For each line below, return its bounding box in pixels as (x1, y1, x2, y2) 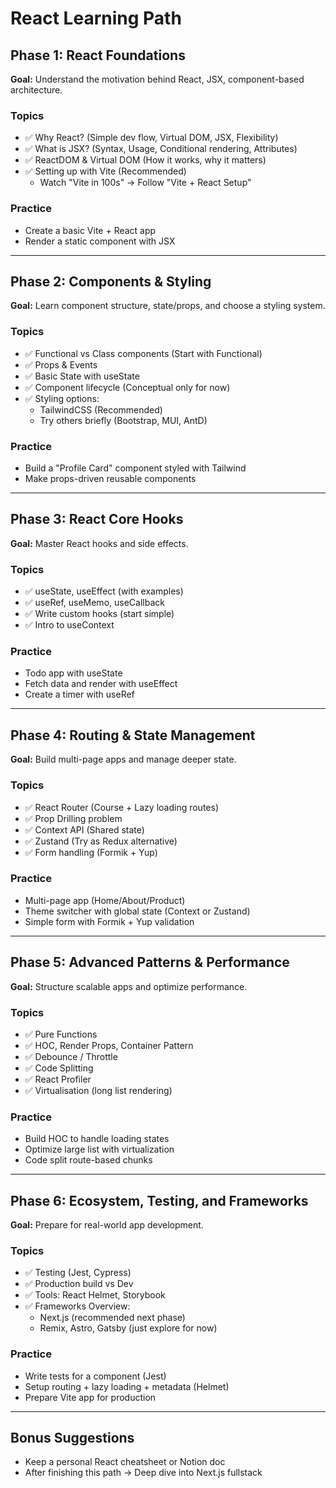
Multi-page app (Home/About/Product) (24, 894, 186, 906)
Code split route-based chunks (24, 1154, 153, 1166)
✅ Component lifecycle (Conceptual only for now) (24, 381, 231, 393)
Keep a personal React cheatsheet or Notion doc (24, 1456, 226, 1468)
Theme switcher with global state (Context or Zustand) (24, 905, 251, 917)
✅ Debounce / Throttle (24, 1050, 118, 1062)
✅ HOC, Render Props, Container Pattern (24, 1039, 194, 1051)
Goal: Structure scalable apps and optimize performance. (10, 980, 248, 992)
